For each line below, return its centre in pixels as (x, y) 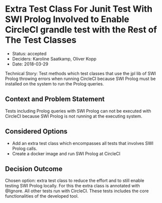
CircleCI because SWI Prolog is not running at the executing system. (74, 116)
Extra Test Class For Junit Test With (79, 9)
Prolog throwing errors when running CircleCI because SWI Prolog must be (81, 79)
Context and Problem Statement (55, 99)
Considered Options (36, 132)
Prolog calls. (25, 148)
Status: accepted (29, 53)
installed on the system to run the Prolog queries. (54, 83)
